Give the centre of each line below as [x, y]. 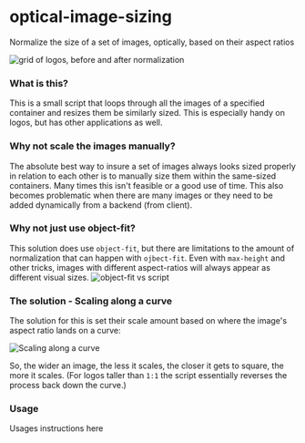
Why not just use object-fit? [73, 228]
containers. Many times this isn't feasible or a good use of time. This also [147, 185]
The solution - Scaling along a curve [91, 301]
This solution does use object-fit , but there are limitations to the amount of [152, 248]
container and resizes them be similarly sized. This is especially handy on [147, 113]
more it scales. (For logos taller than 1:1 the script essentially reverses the [148, 376]
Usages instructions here [56, 428]
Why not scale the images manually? [92, 146]
